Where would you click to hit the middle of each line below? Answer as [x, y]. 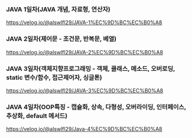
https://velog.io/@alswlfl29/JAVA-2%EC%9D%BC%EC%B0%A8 [85, 52]
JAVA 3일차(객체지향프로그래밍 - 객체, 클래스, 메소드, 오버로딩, [91, 68]
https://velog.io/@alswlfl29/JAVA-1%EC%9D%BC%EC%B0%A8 [84, 22]
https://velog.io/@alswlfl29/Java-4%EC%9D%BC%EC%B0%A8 [84, 129]
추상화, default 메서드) [37, 116]
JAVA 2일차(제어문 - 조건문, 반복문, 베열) [61, 39]
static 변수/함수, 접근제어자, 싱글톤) [54, 77]
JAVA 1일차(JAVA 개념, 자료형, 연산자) [58, 9]
